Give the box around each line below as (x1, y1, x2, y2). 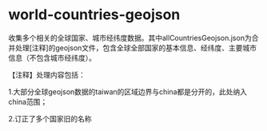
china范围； (8, 97, 48, 106)
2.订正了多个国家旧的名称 (8, 113, 92, 123)
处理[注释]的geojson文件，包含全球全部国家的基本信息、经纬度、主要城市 (14, 42, 257, 53)
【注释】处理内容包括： (8, 69, 86, 79)
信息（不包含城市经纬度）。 (8, 53, 96, 62)
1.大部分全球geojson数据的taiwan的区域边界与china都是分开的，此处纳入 (8, 86, 248, 97)
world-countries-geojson (8, 6, 181, 24)
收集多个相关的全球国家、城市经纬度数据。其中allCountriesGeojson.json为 (8, 33, 252, 42)
